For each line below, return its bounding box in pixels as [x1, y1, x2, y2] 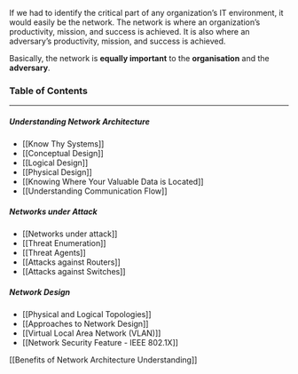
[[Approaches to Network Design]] [21, 319, 149, 330]
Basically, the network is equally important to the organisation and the [9, 53, 270, 63]
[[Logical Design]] [21, 157, 89, 168]
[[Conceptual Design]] [21, 148, 104, 159]
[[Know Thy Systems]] [21, 139, 105, 149]
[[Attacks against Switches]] [21, 267, 126, 277]
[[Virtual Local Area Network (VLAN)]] [21, 328, 161, 338]
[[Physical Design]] [21, 167, 93, 178]
